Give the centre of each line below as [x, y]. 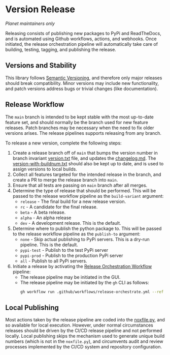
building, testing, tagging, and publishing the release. [61, 49]
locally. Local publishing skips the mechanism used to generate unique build [85, 336]
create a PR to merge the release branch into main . [65, 180]
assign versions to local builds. [45, 169]
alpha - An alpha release [46, 218]
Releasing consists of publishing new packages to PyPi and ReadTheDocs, [83, 33]
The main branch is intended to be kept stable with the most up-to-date [79, 117]
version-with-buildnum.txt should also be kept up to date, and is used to [88, 163]
